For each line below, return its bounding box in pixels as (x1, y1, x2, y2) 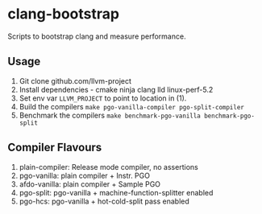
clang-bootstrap (7, 5, 120, 23)
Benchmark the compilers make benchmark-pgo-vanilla (19, 110, 201, 120)
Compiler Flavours (7, 141, 102, 154)
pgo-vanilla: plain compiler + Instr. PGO (19, 171, 151, 180)
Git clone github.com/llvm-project (19, 76, 132, 85)
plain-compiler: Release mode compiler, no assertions (19, 162, 198, 171)
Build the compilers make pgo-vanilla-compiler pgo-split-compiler (19, 101, 245, 111)
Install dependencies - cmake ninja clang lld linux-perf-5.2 (19, 84, 214, 94)
